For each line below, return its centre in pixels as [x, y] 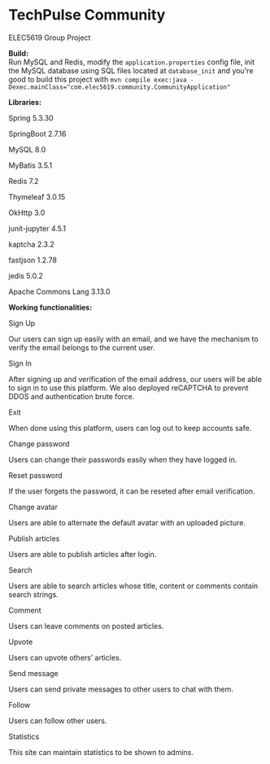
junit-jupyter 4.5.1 [37, 228]
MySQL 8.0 [27, 149]
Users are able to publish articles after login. [83, 554]
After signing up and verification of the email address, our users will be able [135, 379]
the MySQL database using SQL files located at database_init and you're [131, 70]
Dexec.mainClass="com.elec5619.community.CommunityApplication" [120, 87]
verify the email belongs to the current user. [82, 347]
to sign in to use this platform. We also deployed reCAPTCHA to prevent [128, 388]
